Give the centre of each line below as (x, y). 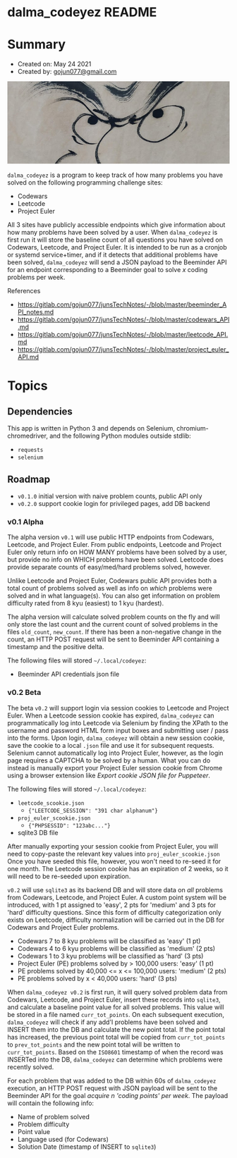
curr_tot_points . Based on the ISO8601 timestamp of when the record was (115, 1052)
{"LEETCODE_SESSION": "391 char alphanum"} (93, 811)
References (24, 291)
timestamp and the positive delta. (56, 647)
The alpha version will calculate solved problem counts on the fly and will (114, 617)
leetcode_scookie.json (51, 803)
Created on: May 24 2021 (54, 64)
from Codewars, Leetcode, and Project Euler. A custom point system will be (117, 897)
